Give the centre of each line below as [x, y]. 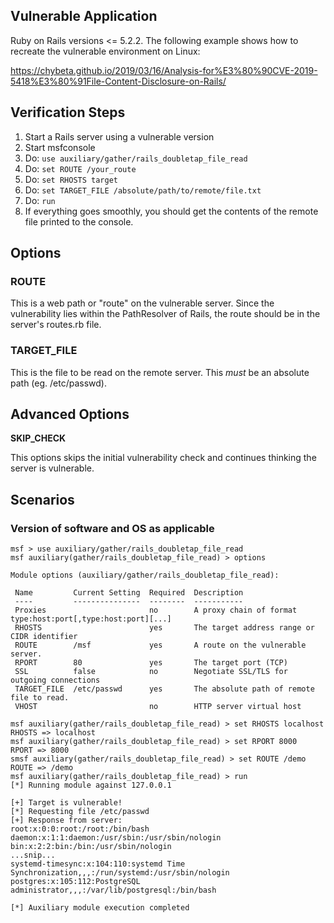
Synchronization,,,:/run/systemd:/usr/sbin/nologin [120, 873]
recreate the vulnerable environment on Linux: [105, 51]
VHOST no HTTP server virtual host [158, 707]
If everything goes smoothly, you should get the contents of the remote [171, 211]
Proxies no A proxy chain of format [156, 610]
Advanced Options [70, 414]
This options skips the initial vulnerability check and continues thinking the [163, 458]
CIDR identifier [44, 637]
